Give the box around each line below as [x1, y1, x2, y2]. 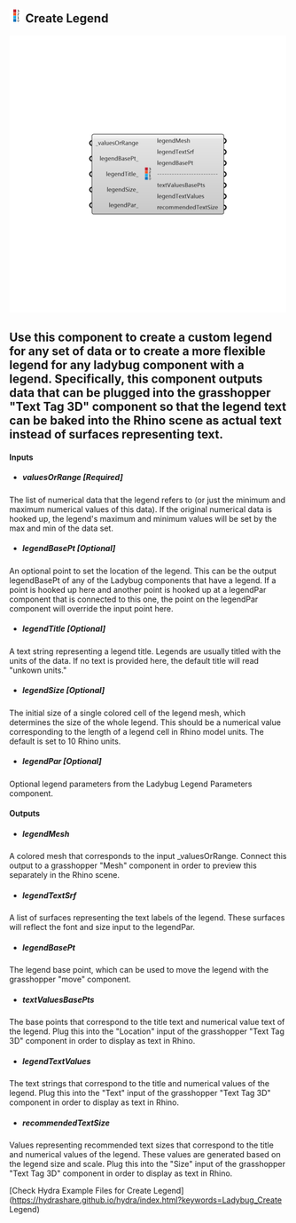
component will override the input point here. [9, 603, 175, 613]
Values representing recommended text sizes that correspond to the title [9, 1140, 275, 1150]
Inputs [9, 452, 34, 462]
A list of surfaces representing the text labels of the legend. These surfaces [9, 912, 285, 923]
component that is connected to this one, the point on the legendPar [9, 594, 259, 604]
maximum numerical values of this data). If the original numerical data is [9, 503, 273, 515]
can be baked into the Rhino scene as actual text [9, 414, 282, 429]
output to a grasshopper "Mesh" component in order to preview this [9, 860, 257, 871]
